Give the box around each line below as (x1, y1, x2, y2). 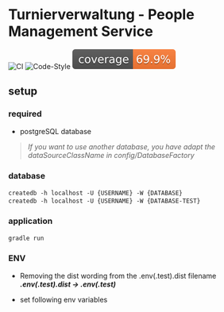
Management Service (8, 22, 153, 40)
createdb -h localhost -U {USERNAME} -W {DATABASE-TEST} (8, 197, 201, 205)
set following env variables (19, 295, 108, 304)
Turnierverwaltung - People (8, 6, 195, 24)
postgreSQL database (19, 126, 91, 136)
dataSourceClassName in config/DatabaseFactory (27, 150, 195, 160)
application (8, 215, 53, 226)
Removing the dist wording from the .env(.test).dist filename (19, 271, 217, 280)
